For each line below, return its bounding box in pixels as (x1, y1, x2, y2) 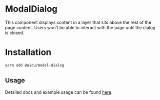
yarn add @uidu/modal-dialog (5, 63, 64, 67)
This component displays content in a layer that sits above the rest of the (5, 19, 152, 25)
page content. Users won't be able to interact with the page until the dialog (5, 24, 156, 30)
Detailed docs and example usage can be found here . (5, 89, 113, 95)
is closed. (5, 30, 24, 35)
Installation (5, 47, 52, 58)
